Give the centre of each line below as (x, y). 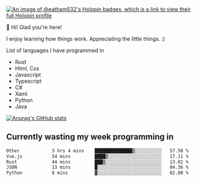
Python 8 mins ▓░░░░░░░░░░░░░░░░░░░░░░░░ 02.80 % (97, 173)
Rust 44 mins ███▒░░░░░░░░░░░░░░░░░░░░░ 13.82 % (97, 162)
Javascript (28, 75)
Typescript (28, 81)
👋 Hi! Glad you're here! (34, 27)
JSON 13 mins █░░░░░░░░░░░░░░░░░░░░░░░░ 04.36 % (97, 168)
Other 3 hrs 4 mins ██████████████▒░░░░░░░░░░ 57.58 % (97, 151)
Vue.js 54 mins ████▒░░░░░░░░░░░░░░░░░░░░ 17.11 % (97, 156)
